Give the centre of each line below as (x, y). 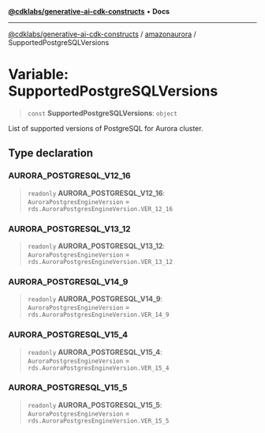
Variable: (39, 75)
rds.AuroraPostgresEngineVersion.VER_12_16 (100, 209)
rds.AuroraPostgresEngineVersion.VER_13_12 (100, 262)
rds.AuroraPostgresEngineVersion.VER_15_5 (98, 421)
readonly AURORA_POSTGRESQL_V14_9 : (95, 299)
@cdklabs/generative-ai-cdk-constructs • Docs (89, 11)
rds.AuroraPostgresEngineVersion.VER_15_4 (98, 368)
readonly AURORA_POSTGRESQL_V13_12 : (96, 246)
